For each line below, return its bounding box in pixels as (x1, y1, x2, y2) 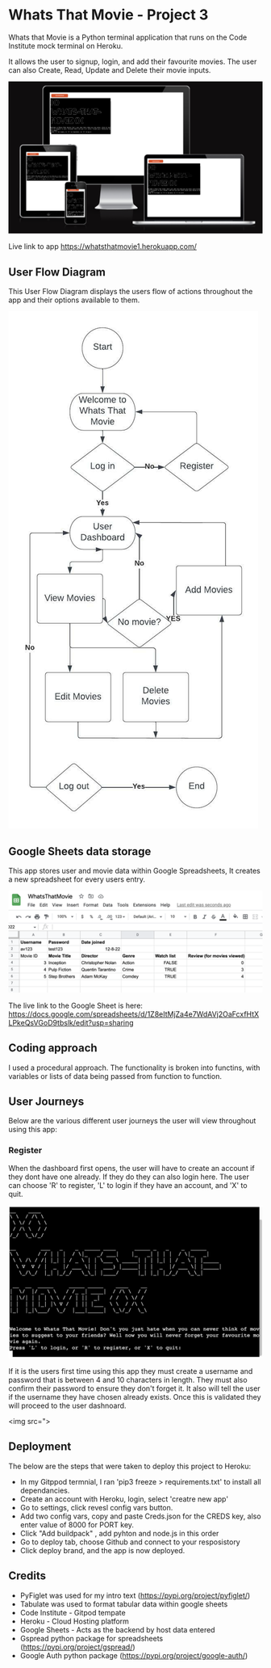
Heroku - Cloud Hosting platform (19, 1616, 129, 1626)
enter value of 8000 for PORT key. (19, 1519, 135, 1529)
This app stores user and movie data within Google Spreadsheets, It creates (8, 866, 261, 876)
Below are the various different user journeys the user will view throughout (8, 1116, 256, 1126)
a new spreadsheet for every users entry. (8, 874, 146, 884)
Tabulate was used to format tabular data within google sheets (19, 1598, 228, 1609)
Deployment (8, 1440, 72, 1454)
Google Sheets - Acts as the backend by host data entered (19, 1624, 215, 1634)
